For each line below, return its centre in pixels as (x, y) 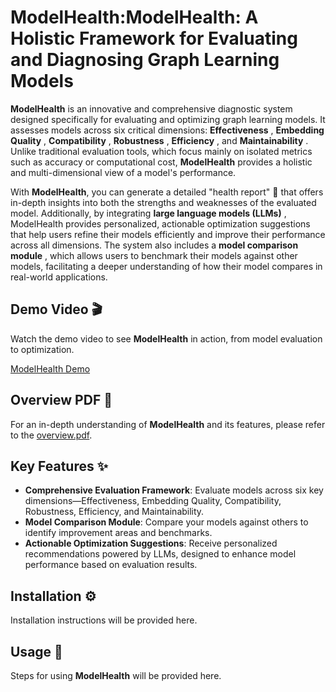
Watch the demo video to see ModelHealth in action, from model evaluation (166, 338)
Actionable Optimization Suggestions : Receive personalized (151, 543)
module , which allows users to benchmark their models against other (154, 255)
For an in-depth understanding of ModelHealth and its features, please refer (168, 424)
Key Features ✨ (59, 466)
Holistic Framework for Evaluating (154, 38)
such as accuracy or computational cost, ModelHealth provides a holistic (161, 162)
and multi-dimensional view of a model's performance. (123, 172)
